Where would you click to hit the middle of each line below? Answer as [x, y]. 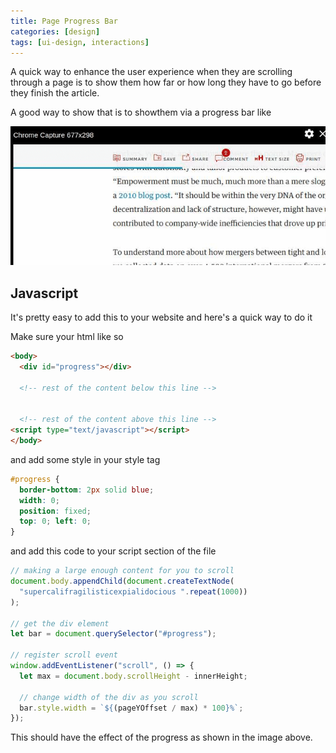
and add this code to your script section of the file [113, 551]
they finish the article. [55, 93]
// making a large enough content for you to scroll [122, 571]
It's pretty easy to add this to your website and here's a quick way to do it [161, 317]
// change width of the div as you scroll [109, 697]
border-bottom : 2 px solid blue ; [87, 490]
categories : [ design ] [55, 31]
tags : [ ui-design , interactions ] [80, 42]
